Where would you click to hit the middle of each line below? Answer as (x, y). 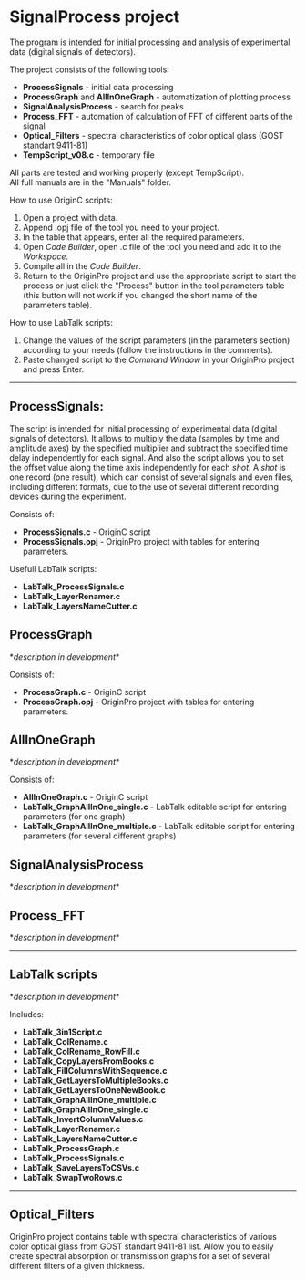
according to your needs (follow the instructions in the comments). (148, 349)
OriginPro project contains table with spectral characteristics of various (143, 1236)
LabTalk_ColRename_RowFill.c (82, 1051)
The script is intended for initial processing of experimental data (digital (143, 428)
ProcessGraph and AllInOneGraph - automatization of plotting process (157, 97)
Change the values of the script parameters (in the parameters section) (156, 340)
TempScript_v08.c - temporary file (88, 155)
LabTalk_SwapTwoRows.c (72, 1177)
